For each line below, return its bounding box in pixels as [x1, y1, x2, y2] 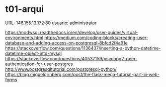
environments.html [5, 35, 44, 41]
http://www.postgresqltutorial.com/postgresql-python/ [5, 66, 117, 72]
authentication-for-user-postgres [5, 61, 73, 67]
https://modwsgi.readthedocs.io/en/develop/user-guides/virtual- [5, 29, 138, 35]
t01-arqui [5, 3, 44, 15]
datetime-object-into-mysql [5, 50, 62, 56]
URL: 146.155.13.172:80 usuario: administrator [5, 20, 97, 26]
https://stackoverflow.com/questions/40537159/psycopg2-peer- [5, 55, 138, 61]
